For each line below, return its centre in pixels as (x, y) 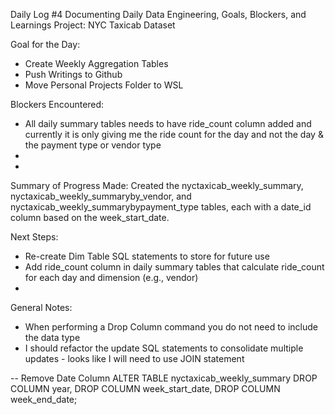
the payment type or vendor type (93, 145)
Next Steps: (34, 237)
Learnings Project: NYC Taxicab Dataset (93, 25)
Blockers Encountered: (57, 104)
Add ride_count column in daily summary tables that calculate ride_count (174, 267)
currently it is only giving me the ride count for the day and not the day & (174, 134)
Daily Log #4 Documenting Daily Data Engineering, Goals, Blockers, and (158, 14)
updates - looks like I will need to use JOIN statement (134, 358)
